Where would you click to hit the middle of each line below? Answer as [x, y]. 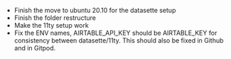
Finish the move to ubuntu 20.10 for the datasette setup [95, 10]
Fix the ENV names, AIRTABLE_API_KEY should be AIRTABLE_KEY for [116, 33]
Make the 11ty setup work [51, 25]
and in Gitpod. [35, 48]
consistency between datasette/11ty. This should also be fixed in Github [119, 41]
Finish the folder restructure [55, 18]
